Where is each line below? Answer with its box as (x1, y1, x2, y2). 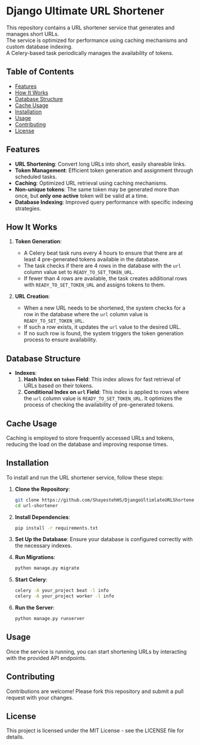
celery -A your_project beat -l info (14, 588, 109, 594)
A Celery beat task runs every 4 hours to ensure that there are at (23, 249, 183, 257)
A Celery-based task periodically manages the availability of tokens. (6, 49, 174, 56)
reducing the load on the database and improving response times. (6, 441, 168, 448)
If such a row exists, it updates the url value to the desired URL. (23, 323, 181, 331)
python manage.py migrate (14, 565, 79, 572)
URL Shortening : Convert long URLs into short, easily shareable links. (14, 160, 186, 167)
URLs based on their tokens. (23, 382, 94, 389)
